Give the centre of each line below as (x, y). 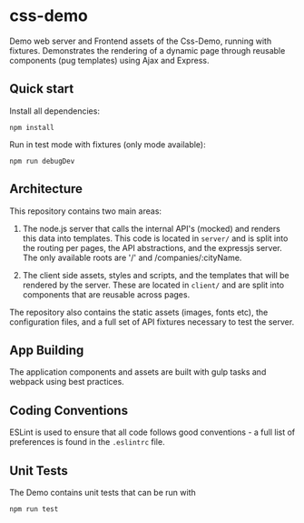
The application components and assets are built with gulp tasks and (138, 372)
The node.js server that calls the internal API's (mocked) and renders (152, 228)
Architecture (46, 189)
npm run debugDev (42, 161)
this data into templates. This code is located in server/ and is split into (155, 238)
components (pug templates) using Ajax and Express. (109, 60)
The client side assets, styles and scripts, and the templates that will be (156, 275)
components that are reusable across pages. (106, 294)
